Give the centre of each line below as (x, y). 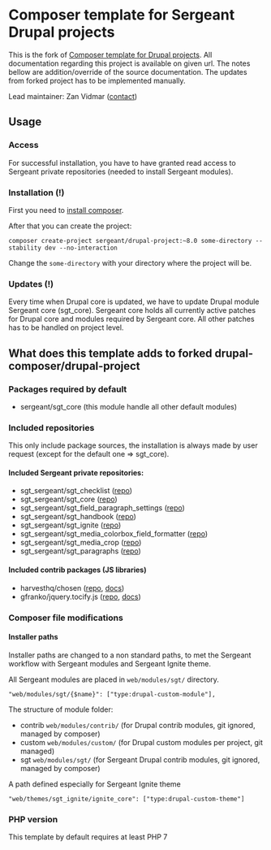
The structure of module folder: (61, 709)
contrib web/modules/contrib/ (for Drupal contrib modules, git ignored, (138, 725)
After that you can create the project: (70, 226)
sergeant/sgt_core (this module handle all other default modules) (129, 406)
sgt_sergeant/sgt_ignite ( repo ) (71, 525)
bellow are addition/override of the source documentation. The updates (128, 72)
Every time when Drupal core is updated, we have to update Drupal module (134, 301)
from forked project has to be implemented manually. (97, 80)
